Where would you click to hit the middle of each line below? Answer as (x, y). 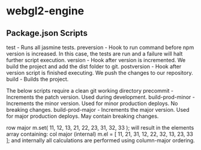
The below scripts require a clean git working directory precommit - (90, 91)
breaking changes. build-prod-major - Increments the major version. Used (98, 110)
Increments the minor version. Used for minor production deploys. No (92, 103)
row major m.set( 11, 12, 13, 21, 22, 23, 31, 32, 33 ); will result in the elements (100, 128)
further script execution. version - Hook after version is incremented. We (96, 60)
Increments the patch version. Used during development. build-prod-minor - (100, 97)
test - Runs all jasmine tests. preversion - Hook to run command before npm (100, 47)
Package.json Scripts (47, 33)
